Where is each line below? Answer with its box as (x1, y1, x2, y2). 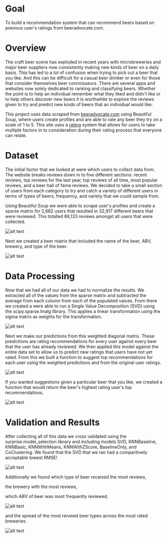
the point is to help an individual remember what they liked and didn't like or (5, 90, 161, 96)
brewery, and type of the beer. (5, 243, 68, 249)
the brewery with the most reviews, (5, 483, 78, 489)
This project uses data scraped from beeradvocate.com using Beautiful (5, 111, 152, 117)
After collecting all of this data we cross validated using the (5, 433, 127, 439)
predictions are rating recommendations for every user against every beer (5, 338, 157, 344)
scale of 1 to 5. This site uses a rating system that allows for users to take (5, 121, 156, 127)
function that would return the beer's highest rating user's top (5, 384, 132, 390)
